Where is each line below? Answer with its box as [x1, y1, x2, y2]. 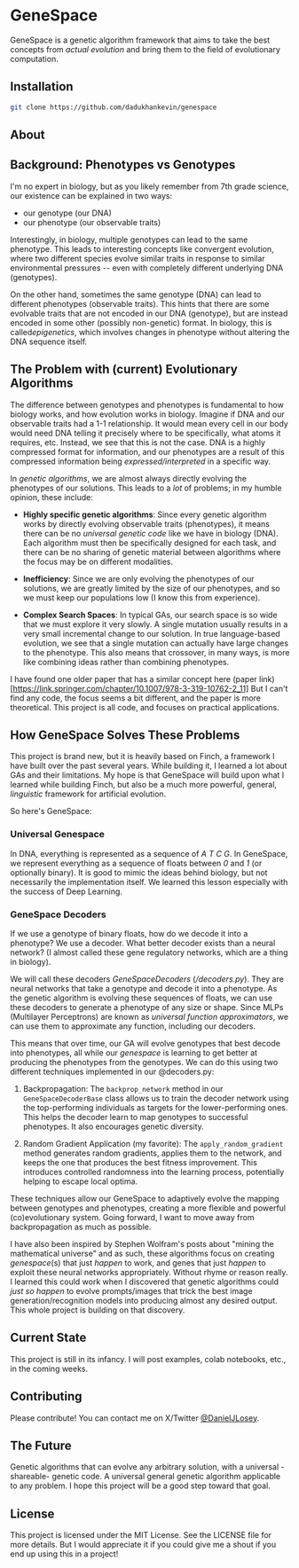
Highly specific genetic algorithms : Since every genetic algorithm [22, 509, 267, 520]
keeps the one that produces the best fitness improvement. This [22, 1157, 258, 1168]
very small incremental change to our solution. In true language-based [22, 628, 280, 639]
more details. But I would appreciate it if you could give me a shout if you [10, 1540, 277, 1550]
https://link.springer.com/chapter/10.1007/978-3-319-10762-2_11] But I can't [12, 683, 288, 694]
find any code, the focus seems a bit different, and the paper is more [10, 693, 261, 703]
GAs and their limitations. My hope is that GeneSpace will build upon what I [10, 770, 285, 780]
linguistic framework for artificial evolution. [10, 788, 167, 799]
